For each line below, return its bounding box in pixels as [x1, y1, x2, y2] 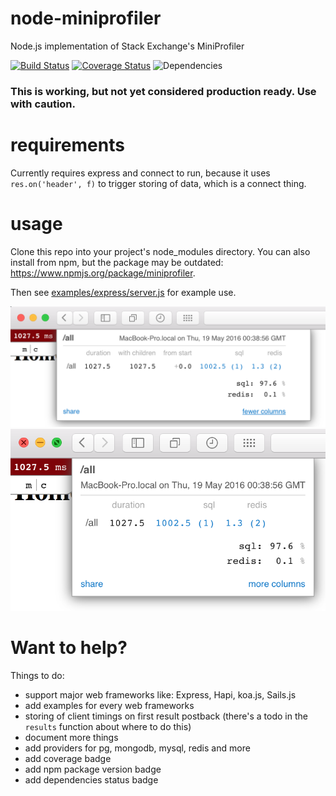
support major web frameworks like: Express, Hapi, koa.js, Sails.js [24, 689, 297, 701]
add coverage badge [24, 753, 112, 765]
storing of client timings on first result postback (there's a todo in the [24, 710, 308, 722]
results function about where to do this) [24, 721, 192, 733]
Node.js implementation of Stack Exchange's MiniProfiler [10, 40, 245, 52]
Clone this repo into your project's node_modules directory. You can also [10, 245, 311, 257]
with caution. [10, 97, 77, 111]
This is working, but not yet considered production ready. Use [10, 84, 317, 98]
